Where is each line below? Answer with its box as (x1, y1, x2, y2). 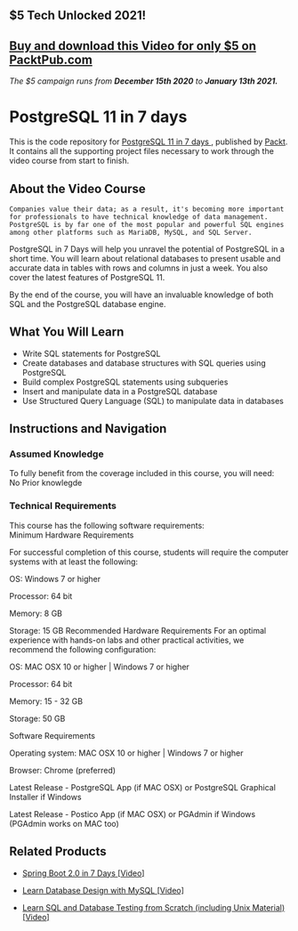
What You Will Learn (9, 325, 125, 340)
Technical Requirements (9, 499, 117, 512)
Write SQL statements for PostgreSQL (21, 348, 161, 359)
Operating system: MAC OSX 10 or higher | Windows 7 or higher (9, 748, 244, 758)
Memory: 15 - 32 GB (9, 695, 83, 707)
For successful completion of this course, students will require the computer (9, 546, 289, 557)
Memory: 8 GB (9, 608, 62, 619)
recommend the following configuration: (9, 644, 157, 654)
